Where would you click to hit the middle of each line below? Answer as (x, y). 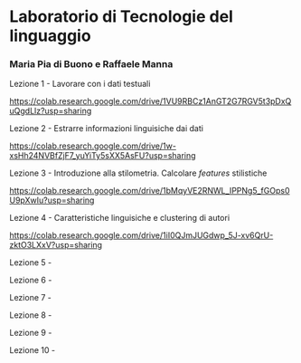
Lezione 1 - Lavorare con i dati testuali (80, 84)
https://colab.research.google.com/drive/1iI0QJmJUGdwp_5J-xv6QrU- (141, 235)
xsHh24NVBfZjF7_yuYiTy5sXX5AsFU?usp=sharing (103, 156)
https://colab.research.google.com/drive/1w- (93, 146)
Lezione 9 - (31, 333)
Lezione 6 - (31, 280)
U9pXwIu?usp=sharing (52, 200)
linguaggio (51, 36)
